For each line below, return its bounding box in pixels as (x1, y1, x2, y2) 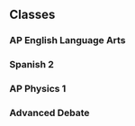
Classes (9, 7, 56, 22)
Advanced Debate (9, 107, 90, 120)
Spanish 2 (9, 58, 54, 71)
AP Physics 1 (9, 83, 67, 95)
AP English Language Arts (9, 34, 126, 47)
